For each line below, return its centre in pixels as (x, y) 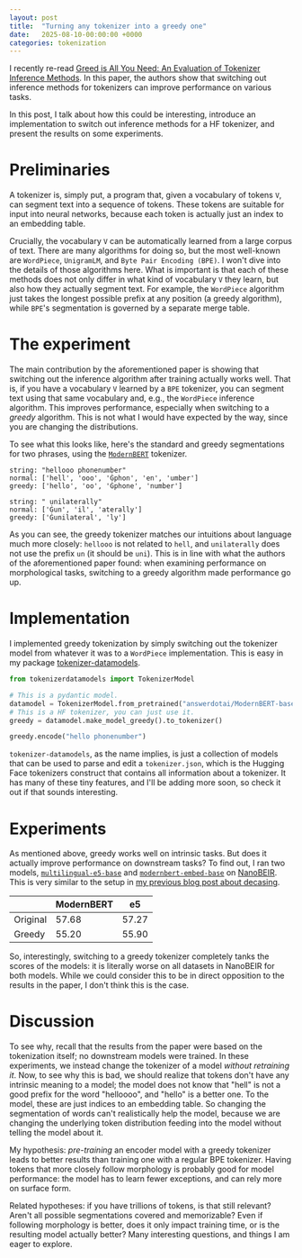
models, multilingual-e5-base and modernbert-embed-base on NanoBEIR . (143, 873)
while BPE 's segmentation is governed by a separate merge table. (129, 308)
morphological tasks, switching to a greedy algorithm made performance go (150, 573)
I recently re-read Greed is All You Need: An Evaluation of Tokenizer (135, 68)
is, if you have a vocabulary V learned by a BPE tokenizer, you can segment (147, 389)
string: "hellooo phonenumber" (68, 471)
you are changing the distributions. (74, 427)
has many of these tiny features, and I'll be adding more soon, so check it (145, 783)
